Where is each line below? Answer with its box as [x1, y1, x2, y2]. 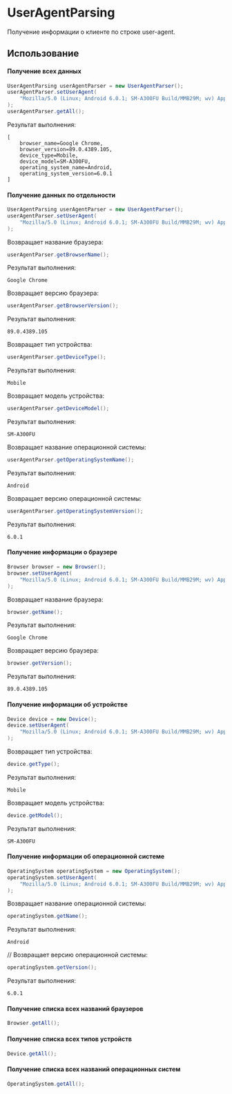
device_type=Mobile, [19, 152, 79, 159]
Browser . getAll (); [7, 1020, 60, 1027]
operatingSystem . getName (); [7, 913, 88, 920]
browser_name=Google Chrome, [19, 140, 104, 146]
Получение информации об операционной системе [7, 852, 165, 861]
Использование [7, 48, 79, 59]
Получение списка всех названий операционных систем [7, 1065, 181, 1073]
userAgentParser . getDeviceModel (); [7, 405, 110, 412]
